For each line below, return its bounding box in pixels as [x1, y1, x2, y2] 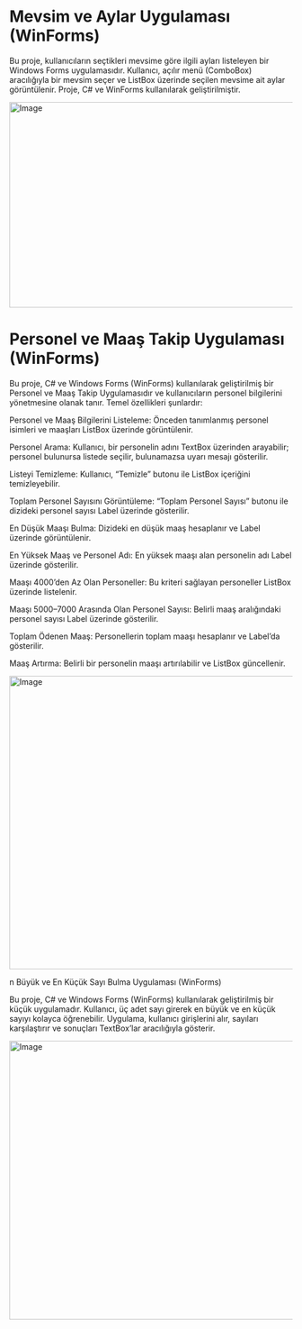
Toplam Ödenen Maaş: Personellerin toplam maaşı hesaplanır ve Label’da [9, 631, 280, 642]
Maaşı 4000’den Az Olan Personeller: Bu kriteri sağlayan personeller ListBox [9, 577, 292, 587]
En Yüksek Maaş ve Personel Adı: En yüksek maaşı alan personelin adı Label [9, 550, 292, 560]
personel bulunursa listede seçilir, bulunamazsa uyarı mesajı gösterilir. [9, 451, 269, 461]
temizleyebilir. [9, 478, 61, 488]
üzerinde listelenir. [9, 586, 78, 596]
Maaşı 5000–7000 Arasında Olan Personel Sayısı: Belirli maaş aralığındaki [9, 604, 281, 614]
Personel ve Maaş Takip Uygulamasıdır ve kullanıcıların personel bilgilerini [9, 387, 283, 398]
